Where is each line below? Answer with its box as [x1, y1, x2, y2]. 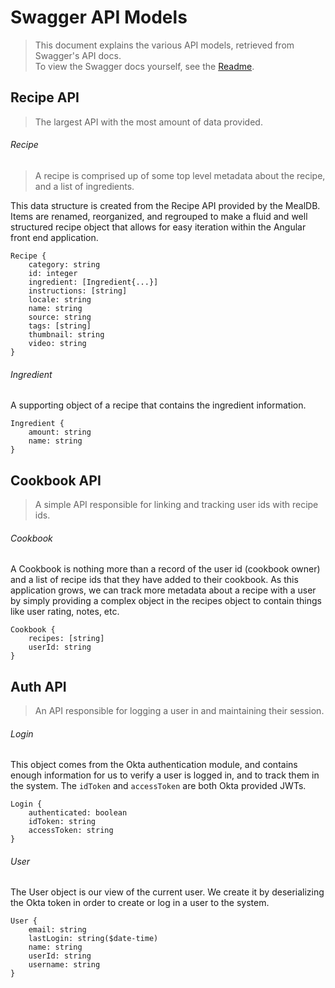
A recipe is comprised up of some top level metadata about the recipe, [34, 169, 326, 181]
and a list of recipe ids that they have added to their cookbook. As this [10, 574, 299, 586]
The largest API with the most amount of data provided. [34, 116, 263, 128]
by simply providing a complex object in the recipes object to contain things [10, 595, 322, 607]
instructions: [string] [28, 286, 128, 296]
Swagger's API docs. [34, 49, 122, 61]
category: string [28, 259, 101, 270]
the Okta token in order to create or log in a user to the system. [10, 897, 270, 909]
